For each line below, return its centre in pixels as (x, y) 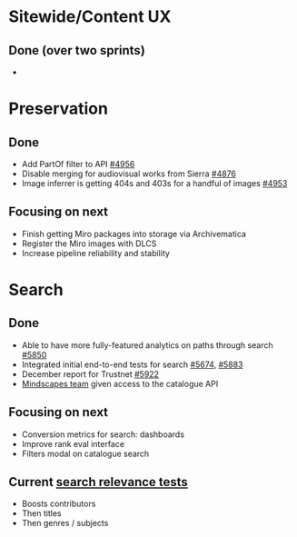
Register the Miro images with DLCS (89, 244)
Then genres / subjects (65, 523)
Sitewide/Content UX (90, 17)
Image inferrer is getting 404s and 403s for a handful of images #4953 (154, 183)
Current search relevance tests (98, 482)
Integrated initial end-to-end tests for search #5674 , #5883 (132, 364)
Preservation (58, 109)
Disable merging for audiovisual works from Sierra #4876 (129, 174)
